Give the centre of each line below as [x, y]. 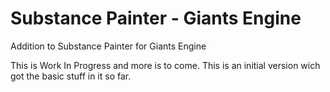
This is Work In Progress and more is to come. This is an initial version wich [165, 65]
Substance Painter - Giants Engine [156, 18]
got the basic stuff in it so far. [71, 76]
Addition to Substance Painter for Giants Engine [108, 46]
